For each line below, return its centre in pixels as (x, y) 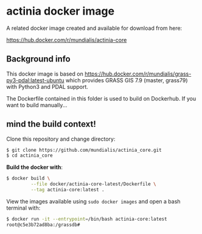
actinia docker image (60, 11)
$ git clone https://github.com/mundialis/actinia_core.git (84, 150)
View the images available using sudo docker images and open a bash (93, 201)
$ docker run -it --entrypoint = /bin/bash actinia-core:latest (87, 219)
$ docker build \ (28, 179)
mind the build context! (51, 124)
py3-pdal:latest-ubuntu (35, 80)
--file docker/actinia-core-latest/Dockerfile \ (93, 184)
